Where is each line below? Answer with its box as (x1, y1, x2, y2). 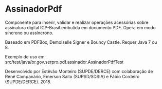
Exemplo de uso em (5, 53, 45, 59)
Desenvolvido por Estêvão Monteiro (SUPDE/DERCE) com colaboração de (5, 68, 153, 74)
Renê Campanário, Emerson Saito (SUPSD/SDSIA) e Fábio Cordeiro (5, 73, 140, 79)
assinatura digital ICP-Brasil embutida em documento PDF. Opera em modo (5, 24, 156, 30)
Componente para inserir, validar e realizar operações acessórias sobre (5, 19, 148, 25)
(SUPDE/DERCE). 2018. (5, 79, 52, 85)
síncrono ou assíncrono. (5, 30, 54, 36)
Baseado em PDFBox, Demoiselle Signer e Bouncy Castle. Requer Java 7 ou (5, 39, 157, 45)
